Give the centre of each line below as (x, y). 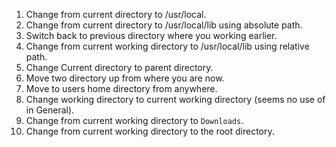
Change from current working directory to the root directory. (150, 131)
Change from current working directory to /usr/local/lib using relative (167, 46)
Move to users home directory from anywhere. (121, 88)
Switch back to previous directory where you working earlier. (151, 35)
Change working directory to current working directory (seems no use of (175, 99)
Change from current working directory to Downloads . (134, 120)
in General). (50, 110)
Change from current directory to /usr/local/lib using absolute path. (164, 25)
